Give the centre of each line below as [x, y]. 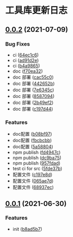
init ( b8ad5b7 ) [27, 229]
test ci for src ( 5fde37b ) [37, 168]
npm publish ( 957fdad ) [36, 163]
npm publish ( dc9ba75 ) [37, 158]
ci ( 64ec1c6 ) [26, 55]
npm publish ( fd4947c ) [36, 152]
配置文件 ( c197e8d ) [32, 175]
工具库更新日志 [36, 10]
